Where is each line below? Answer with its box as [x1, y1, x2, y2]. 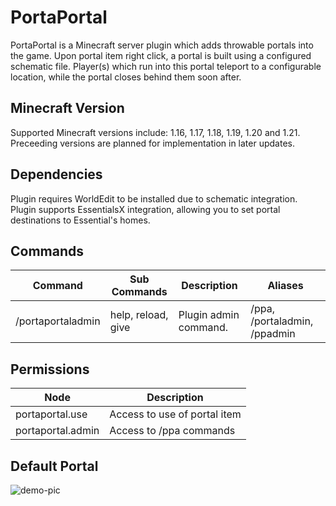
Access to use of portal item [109, 407, 242, 421]
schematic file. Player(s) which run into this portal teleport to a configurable [10, 60, 322, 72]
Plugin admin [178, 308, 240, 322]
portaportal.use [15, 407, 88, 421]
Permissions [10, 361, 90, 378]
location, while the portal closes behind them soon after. [10, 71, 242, 83]
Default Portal [10, 457, 99, 475]
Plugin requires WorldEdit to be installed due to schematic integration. [10, 192, 298, 205]
